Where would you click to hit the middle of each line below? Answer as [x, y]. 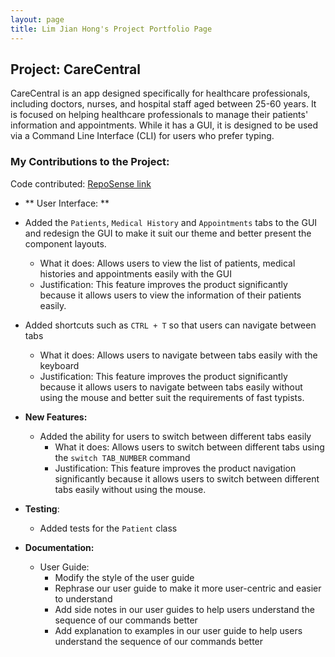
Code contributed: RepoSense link [81, 183]
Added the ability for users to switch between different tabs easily [175, 436]
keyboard [59, 365]
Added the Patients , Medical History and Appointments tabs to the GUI [171, 222]
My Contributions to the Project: [90, 162]
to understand [83, 598]
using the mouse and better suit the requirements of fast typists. [172, 397]
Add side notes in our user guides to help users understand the [184, 609]
